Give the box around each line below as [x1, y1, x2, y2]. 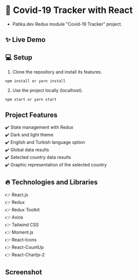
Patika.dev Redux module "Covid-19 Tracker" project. [12, 21, 123, 27]
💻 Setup [5, 53, 32, 61]
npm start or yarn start [5, 97, 57, 102]
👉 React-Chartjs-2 [5, 251, 45, 257]
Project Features [5, 110, 58, 119]
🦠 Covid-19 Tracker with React [5, 4, 133, 16]
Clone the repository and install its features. [12, 69, 102, 75]
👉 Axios [5, 214, 23, 220]
